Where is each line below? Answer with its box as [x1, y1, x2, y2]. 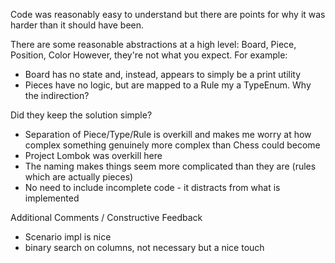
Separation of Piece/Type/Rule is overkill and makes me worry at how [24, 129, 312, 140]
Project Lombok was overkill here [24, 150, 163, 161]
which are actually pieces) [24, 171, 134, 183]
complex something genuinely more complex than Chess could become [24, 139, 321, 151]
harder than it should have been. [10, 19, 145, 31]
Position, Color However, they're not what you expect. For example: [10, 49, 288, 61]
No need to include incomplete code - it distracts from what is [24, 182, 281, 193]
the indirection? [24, 90, 90, 101]
